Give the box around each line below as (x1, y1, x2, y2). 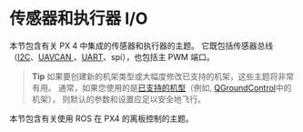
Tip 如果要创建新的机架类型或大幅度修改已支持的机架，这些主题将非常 (31, 70, 294, 82)
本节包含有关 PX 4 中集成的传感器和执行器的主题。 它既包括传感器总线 (9, 40, 274, 51)
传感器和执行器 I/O (9, 8, 148, 29)
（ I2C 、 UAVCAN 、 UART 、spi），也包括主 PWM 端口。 (9, 51, 216, 62)
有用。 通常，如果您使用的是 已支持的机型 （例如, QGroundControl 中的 (31, 82, 292, 93)
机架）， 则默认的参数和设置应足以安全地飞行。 (31, 93, 207, 105)
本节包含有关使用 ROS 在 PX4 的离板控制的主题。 (9, 113, 194, 124)
